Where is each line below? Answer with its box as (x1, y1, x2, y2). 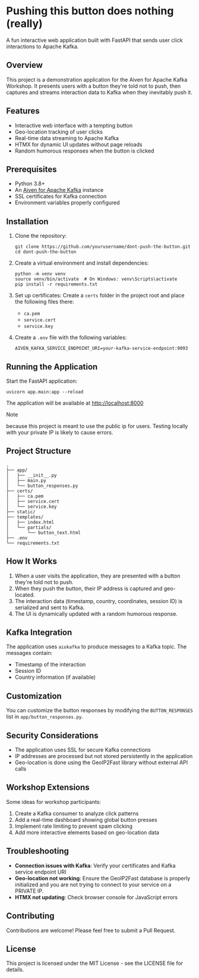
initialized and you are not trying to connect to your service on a (14, 881, 172, 888)
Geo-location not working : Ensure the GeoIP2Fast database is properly (14, 874, 191, 881)
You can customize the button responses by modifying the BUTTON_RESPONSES (6, 707, 193, 714)
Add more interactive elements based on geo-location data (14, 828, 159, 836)
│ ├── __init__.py (6, 472, 58, 478)
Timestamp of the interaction (14, 661, 86, 668)
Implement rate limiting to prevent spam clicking (14, 822, 132, 830)
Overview (6, 60, 43, 70)
